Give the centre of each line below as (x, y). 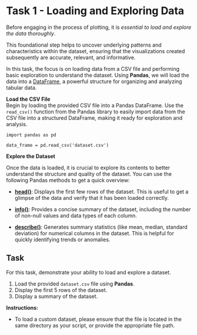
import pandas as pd (31, 135)
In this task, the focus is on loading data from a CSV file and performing (93, 68)
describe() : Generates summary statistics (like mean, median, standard (101, 227)
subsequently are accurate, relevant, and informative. (71, 57)
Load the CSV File (28, 99)
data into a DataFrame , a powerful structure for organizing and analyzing (94, 81)
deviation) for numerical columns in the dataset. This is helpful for (94, 233)
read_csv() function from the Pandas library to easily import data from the (96, 111)
